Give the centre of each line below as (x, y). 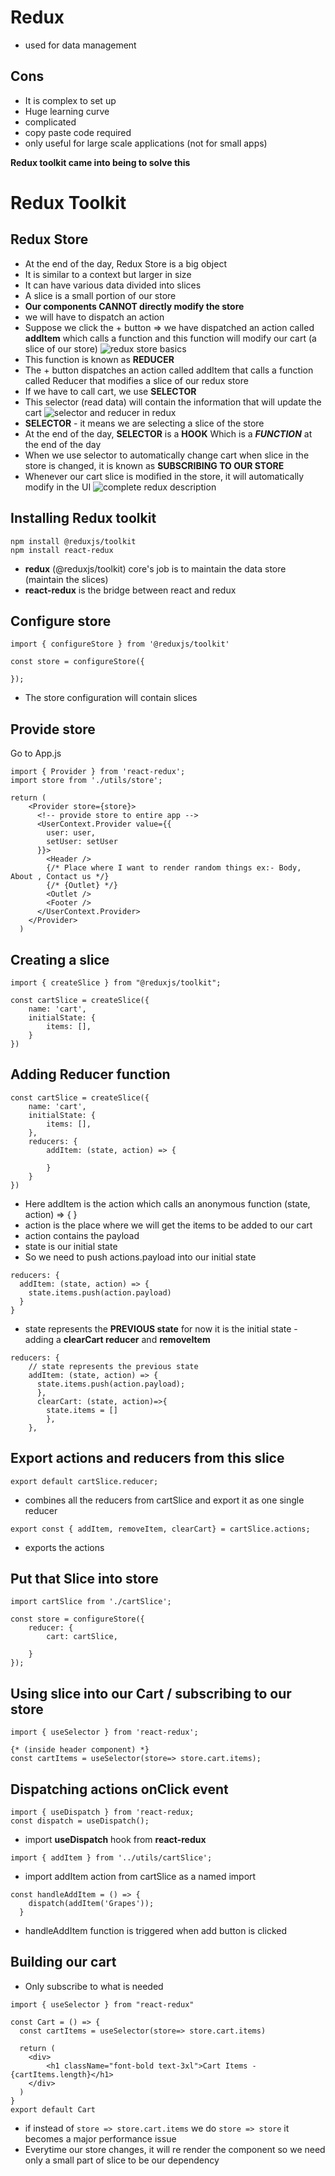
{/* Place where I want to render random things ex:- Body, (174, 868)
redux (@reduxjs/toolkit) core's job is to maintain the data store (155, 568)
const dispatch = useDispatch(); (80, 1821)
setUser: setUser (82, 842)
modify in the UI (58, 487)
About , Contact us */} (60, 877)
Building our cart (63, 1962)
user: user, (71, 833)
